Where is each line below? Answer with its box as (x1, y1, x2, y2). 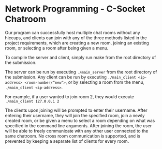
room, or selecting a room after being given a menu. (5, 45, 109, 51)
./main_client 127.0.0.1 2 (5, 99, 59, 104)
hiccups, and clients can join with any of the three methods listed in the (5, 35, 147, 41)
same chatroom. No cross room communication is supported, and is (5, 133, 140, 139)
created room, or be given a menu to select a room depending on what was (5, 118, 155, 123)
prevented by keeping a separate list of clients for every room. (5, 138, 129, 144)
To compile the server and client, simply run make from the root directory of (5, 54, 156, 60)
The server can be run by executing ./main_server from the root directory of (5, 69, 157, 74)
